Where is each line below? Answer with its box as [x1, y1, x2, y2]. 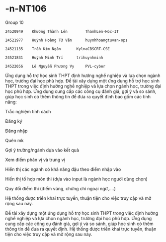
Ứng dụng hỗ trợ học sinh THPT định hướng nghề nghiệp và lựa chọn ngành [5, 73, 161, 79]
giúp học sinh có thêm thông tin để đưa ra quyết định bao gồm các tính [5, 93, 151, 99]
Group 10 [5, 19, 24, 25]
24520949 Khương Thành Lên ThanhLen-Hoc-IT [5, 29, 119, 34]
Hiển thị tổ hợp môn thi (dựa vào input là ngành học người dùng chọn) [5, 176, 148, 182]
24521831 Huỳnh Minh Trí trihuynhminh [5, 55, 103, 60]
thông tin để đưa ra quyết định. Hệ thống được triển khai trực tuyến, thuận [5, 226, 157, 232]
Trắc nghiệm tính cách [5, 108, 51, 114]
